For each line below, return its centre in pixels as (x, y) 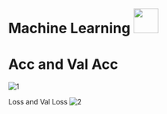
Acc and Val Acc (63, 65)
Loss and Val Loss (38, 102)
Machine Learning (70, 28)
